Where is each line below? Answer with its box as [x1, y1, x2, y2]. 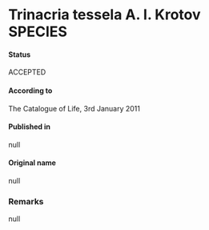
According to [8, 86, 53, 95]
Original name [8, 158, 56, 167]
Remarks [8, 196, 44, 207]
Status [8, 50, 31, 59]
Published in [8, 122, 50, 131]
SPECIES [8, 22, 68, 41]
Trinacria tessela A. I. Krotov [8, 6, 202, 24]
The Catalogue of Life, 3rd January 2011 [8, 103, 140, 113]
